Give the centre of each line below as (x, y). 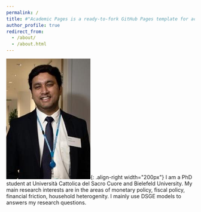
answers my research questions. (46, 202)
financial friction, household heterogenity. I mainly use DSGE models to (94, 196)
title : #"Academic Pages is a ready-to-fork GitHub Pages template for (97, 19)
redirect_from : (25, 32)
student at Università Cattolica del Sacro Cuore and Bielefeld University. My (99, 183)
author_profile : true (33, 25)
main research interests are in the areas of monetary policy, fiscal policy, (96, 190)
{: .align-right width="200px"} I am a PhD (141, 177)
